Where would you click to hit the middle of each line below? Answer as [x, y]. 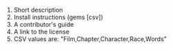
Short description [38, 10]
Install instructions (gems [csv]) [58, 17]
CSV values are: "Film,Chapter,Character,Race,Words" [90, 39]
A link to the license [42, 32]
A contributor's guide [44, 24]
